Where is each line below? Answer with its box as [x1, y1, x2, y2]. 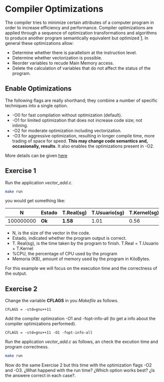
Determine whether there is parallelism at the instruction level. [12, 50, 137, 56]
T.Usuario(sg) [91, 210, 124, 216]
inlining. [12, 122, 28, 128]
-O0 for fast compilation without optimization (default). [12, 112, 123, 118]
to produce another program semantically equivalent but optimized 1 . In [5, 35, 149, 41]
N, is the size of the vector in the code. [12, 230, 90, 236]
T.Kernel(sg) [129, 210, 159, 216]
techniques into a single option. [5, 102, 68, 108]
